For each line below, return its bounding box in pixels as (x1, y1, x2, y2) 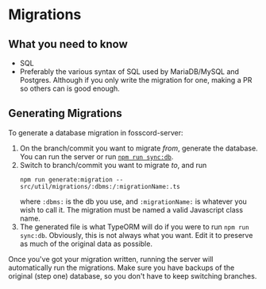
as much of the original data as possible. (19, 239, 153, 248)
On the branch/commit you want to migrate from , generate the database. (19, 143, 258, 153)
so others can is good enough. (19, 84, 121, 93)
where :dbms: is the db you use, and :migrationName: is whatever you (19, 197, 248, 206)
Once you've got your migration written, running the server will (8, 254, 214, 264)
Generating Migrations (8, 107, 123, 120)
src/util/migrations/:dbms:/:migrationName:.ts (19, 182, 180, 190)
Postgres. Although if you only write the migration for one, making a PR (19, 76, 253, 84)
